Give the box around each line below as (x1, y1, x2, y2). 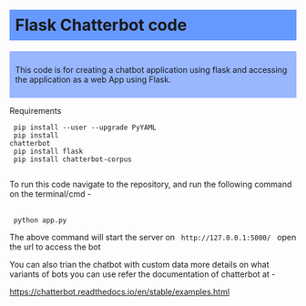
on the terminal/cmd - (9, 188, 92, 199)
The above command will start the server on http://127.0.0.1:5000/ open (9, 231, 297, 242)
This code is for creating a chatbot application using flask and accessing (15, 64, 288, 75)
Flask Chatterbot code (15, 15, 188, 36)
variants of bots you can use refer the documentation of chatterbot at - (9, 269, 276, 280)
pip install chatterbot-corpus (13, 155, 132, 164)
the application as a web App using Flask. (15, 74, 171, 85)
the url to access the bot (9, 241, 102, 252)
